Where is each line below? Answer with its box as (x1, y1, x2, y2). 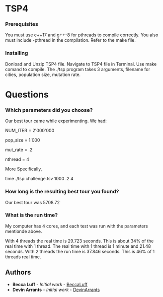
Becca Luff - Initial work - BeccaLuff (12, 281, 88, 287)
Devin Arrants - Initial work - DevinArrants (12, 287, 100, 293)
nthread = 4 (5, 156, 30, 162)
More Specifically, (5, 166, 42, 172)
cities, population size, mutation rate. (5, 72, 81, 77)
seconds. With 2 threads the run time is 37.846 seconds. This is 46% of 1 (5, 248, 155, 254)
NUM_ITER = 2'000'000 (5, 128, 55, 134)
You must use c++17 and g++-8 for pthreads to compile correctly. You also (5, 32, 159, 38)
